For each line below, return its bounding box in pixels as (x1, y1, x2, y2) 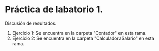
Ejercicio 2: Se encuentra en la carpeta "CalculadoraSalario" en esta (12, 35, 155, 41)
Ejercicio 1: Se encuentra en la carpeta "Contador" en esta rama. (12, 30, 147, 36)
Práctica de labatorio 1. (5, 4, 103, 15)
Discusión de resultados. (5, 20, 57, 26)
